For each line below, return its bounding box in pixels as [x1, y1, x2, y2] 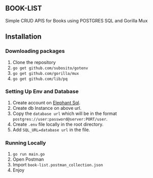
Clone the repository [12, 59, 56, 65]
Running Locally [5, 139, 46, 146]
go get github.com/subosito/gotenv [12, 66, 88, 71]
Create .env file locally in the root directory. [12, 121, 104, 127]
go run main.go [12, 152, 45, 157]
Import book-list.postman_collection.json [12, 162, 103, 168]
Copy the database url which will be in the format [12, 110, 117, 116]
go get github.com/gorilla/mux [12, 71, 79, 76]
